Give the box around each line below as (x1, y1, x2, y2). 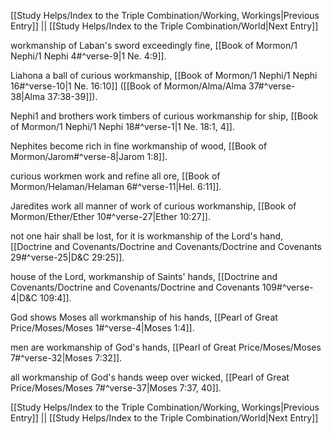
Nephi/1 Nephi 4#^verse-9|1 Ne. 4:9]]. (10, 50, 167, 62)
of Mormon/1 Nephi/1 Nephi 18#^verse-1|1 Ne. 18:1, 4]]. (10, 121, 236, 132)
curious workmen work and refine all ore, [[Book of (10, 170, 221, 182)
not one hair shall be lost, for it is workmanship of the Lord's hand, (10, 230, 284, 242)
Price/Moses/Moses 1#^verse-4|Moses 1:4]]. (10, 322, 195, 334)
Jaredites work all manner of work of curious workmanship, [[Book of (10, 200, 297, 212)
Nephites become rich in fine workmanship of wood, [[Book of (10, 140, 268, 152)
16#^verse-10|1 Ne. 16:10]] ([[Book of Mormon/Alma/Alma (10, 80, 247, 92)
